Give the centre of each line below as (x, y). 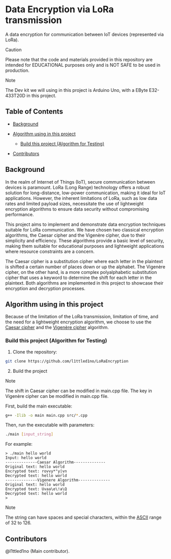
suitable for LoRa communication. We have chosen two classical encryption (84, 230)
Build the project (30, 371)
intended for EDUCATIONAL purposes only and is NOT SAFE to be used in (83, 65)
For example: (19, 444)
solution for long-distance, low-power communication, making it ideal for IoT (85, 193)
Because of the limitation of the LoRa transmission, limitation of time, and (82, 317)
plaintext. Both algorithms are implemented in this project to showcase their (84, 283)
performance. (20, 214)
